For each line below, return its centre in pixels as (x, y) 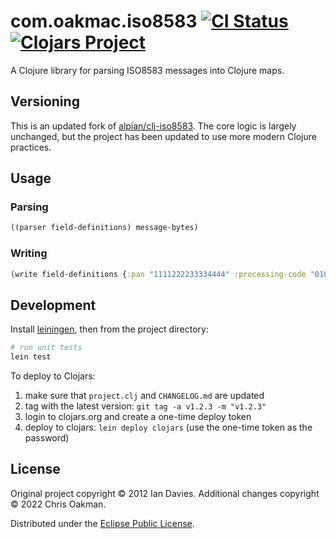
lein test (31, 357)
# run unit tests (46, 348)
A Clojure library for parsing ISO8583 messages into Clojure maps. (147, 70)
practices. (31, 147)
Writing (29, 253)
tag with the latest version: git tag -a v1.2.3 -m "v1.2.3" (145, 406)
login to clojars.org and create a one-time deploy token (138, 417)
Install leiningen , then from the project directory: (109, 329)
